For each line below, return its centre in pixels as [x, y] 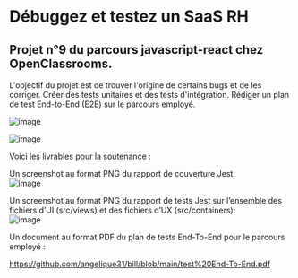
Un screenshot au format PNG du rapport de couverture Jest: [122, 174]
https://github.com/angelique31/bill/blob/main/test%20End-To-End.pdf [140, 264]
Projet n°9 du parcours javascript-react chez [136, 50]
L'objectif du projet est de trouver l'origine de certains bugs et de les [136, 85]
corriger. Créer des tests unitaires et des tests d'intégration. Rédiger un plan [149, 95]
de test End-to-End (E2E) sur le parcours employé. [102, 104]
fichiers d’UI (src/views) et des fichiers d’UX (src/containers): [123, 210]
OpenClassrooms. [61, 63]
